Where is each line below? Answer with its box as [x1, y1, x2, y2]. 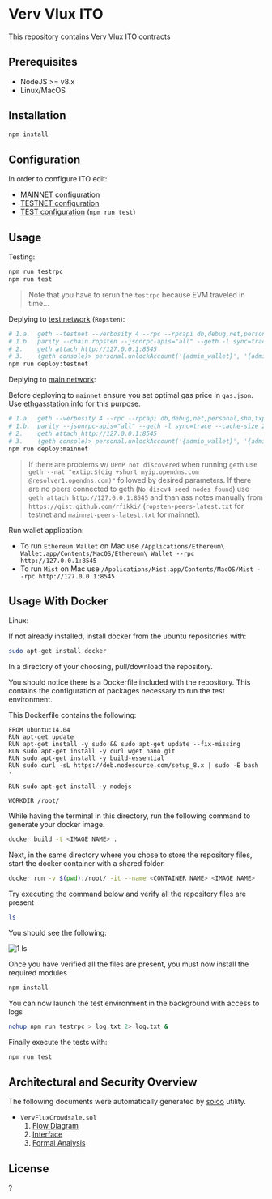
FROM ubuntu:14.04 [8, 726, 70, 734]
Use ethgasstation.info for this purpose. [8, 399, 141, 409]
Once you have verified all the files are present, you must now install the [8, 959, 249, 969]
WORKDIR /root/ [8, 797, 60, 805]
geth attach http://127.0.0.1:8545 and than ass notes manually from [28, 492, 263, 502]
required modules [8, 967, 67, 977]
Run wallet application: [8, 525, 84, 535]
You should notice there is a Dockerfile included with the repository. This [8, 677, 251, 687]
